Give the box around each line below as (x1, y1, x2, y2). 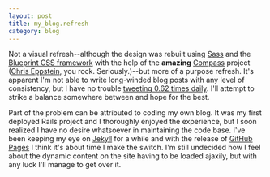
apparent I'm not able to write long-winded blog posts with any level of (8, 75, 245, 85)
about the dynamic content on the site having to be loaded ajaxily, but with (8, 151, 258, 161)
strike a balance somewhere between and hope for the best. (8, 93, 210, 102)
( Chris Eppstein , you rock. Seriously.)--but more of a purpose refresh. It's (8, 67, 254, 76)
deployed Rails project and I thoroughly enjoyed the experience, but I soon (8, 117, 257, 127)
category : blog (8, 27, 60, 35)
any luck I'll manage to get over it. (8, 160, 122, 170)
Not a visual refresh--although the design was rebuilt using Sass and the (8, 50, 251, 59)
